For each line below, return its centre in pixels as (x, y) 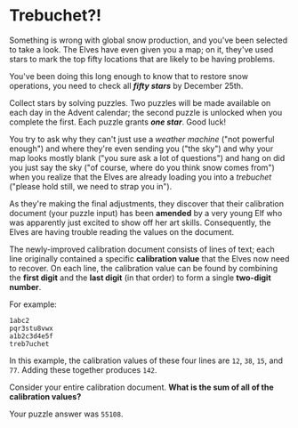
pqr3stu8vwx (31, 328)
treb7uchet (29, 343)
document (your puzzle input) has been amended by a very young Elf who (146, 213)
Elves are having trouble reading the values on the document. (122, 231)
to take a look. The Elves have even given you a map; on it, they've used (141, 49)
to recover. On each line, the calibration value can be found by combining (144, 268)
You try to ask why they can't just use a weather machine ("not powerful (142, 139)
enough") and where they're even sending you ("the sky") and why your (141, 149)
